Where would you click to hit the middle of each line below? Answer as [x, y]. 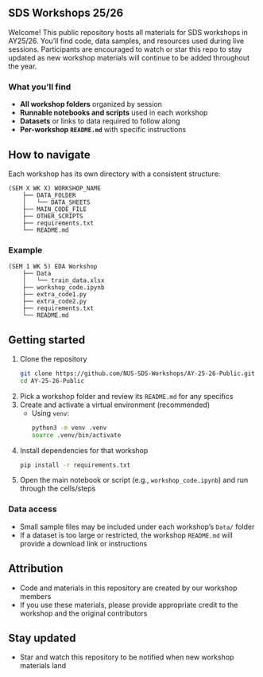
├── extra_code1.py [55, 295]
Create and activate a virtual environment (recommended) [115, 405]
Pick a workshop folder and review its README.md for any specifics [126, 396]
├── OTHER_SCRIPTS [53, 216]
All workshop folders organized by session [91, 104]
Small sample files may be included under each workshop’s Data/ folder [137, 526]
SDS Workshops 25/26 [66, 13]
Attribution [36, 569]
